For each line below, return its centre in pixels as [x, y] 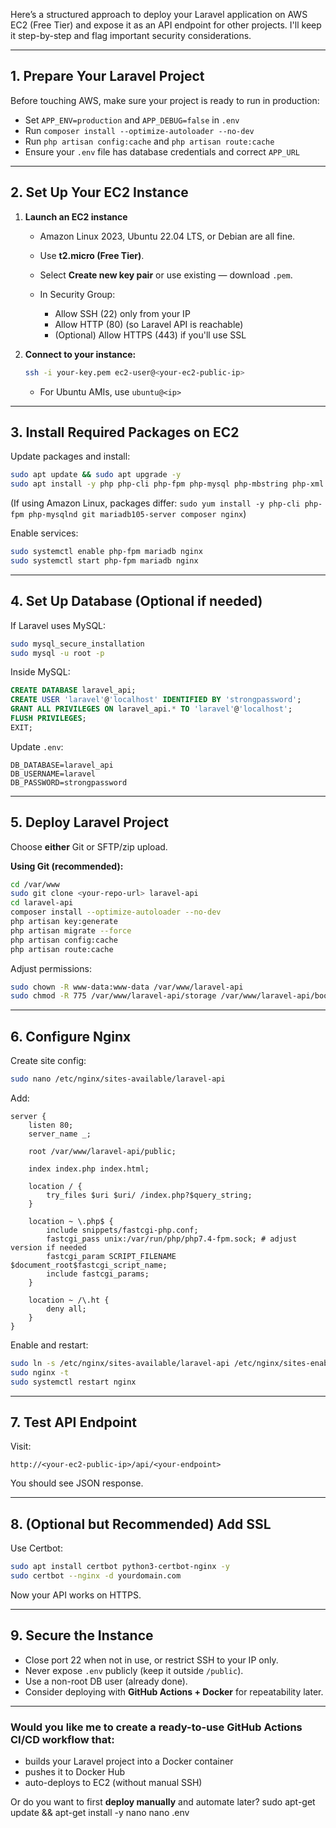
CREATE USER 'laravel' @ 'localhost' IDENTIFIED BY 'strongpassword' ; [156, 700]
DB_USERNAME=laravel [53, 774]
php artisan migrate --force [71, 930]
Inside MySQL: [40, 672]
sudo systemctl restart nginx [73, 1382]
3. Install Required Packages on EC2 [125, 432]
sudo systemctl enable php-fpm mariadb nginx [106, 552]
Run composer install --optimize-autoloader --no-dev [139, 130]
